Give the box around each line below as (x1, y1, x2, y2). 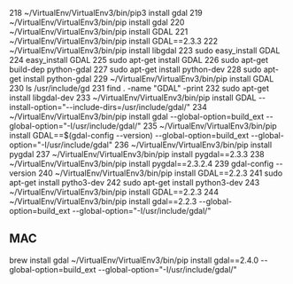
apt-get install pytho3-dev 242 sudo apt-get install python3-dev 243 (9, 177, 260, 187)
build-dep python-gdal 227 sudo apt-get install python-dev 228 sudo (9, 64, 262, 75)
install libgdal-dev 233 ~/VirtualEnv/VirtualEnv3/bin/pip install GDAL (9, 92, 257, 103)
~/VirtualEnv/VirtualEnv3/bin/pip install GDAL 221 (9, 27, 189, 36)
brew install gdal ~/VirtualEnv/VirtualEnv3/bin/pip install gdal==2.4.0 (9, 255, 259, 265)
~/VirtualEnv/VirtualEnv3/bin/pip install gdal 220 (9, 17, 185, 28)
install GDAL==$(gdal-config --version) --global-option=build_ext (9, 130, 250, 140)
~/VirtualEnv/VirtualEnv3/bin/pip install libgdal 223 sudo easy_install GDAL (9, 45, 281, 56)
